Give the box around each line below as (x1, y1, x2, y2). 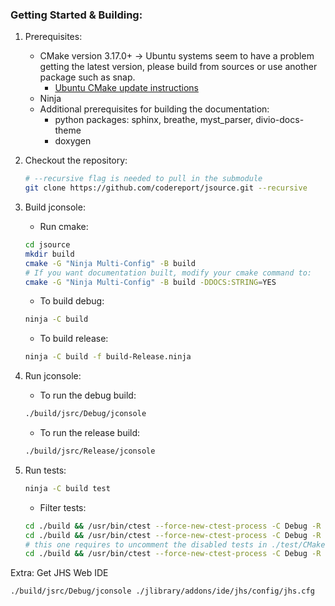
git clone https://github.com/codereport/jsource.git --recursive (24, 183, 308, 193)
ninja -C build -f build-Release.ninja (24, 352, 192, 362)
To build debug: (39, 295, 105, 307)
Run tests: (24, 464, 67, 476)
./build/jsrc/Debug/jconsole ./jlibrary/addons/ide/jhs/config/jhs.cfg (10, 586, 315, 597)
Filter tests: (39, 501, 87, 513)
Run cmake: (39, 221, 89, 233)
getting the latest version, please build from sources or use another (39, 61, 318, 73)
